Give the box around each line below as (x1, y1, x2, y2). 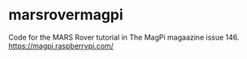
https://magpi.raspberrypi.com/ (8, 40, 114, 50)
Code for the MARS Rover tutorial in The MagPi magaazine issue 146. (8, 32, 240, 42)
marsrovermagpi (8, 6, 123, 24)
